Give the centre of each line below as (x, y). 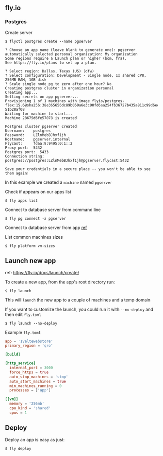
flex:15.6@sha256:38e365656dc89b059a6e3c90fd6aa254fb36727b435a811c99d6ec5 (83, 105)
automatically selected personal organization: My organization (71, 54)
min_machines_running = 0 (36, 386)
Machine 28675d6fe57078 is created (41, 118)
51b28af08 (15, 109)
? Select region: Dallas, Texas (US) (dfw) (50, 71)
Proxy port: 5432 (24, 148)
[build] (13, 354)
